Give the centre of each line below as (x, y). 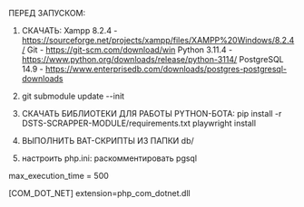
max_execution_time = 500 (59, 176)
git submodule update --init (73, 96)
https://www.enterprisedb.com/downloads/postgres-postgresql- (167, 69)
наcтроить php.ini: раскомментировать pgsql (109, 158)
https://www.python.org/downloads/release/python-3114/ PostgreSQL (152, 59)
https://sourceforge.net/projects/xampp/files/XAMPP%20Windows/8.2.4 (158, 40)
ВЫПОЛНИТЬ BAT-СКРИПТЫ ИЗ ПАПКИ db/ (108, 141)
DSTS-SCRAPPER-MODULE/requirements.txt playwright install (138, 123)
